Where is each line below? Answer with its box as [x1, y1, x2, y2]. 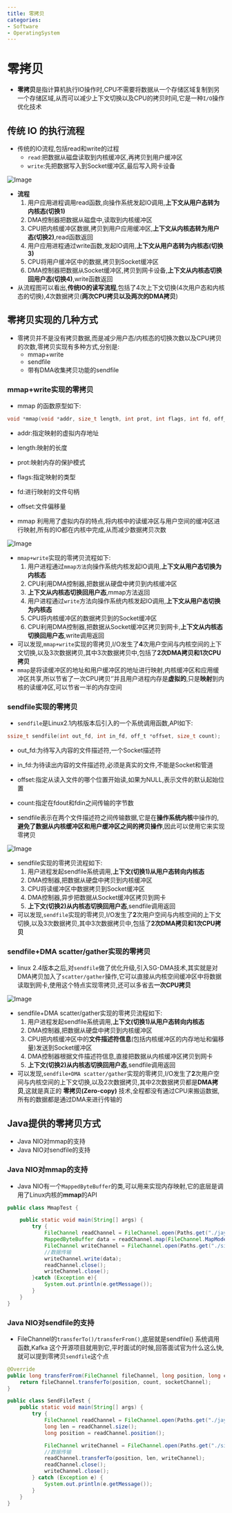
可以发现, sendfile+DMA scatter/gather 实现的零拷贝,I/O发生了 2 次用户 [17, 1070, 214, 1078]
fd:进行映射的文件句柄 [17, 488, 80, 496]
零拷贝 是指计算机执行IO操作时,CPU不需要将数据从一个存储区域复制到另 [17, 86, 220, 94]
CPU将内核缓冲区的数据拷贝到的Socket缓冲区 [27, 614, 157, 622]
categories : [7, 17, 41, 23]
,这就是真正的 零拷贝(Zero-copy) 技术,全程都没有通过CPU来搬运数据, [23, 1087, 220, 1095]
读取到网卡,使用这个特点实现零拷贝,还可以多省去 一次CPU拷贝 [17, 981, 191, 990]
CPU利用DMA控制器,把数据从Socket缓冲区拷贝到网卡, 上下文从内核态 [27, 622, 223, 630]
